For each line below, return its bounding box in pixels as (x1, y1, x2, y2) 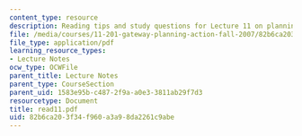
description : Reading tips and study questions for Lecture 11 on (9, 21, 263, 30)
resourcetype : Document (9, 96, 99, 106)
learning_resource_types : (9, 47, 106, 55)
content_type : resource (9, 13, 99, 22)
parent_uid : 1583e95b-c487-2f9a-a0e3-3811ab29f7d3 (9, 88, 203, 97)
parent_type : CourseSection (9, 80, 115, 89)
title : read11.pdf (9, 105, 78, 114)
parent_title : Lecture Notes (9, 72, 119, 81)
